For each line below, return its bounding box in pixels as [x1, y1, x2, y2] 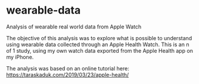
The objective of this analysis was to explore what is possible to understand [6, 34, 192, 41]
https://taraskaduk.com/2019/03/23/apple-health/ [6, 71, 129, 78]
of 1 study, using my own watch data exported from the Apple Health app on [6, 47, 194, 54]
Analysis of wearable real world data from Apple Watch [6, 23, 142, 30]
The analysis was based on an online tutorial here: [6, 64, 129, 72]
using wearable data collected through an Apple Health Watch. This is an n [6, 41, 189, 48]
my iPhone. [6, 53, 34, 60]
